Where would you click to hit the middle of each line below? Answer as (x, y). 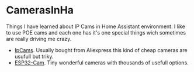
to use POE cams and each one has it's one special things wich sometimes (96, 32)
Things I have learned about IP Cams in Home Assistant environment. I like (96, 26)
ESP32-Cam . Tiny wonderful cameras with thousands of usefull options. (101, 63)
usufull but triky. (34, 56)
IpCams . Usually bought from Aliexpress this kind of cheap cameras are (101, 50)
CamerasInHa (40, 10)
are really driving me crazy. (39, 39)
